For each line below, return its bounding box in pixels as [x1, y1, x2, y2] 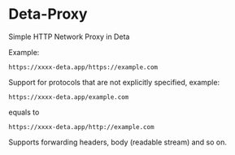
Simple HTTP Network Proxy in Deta [8, 32, 130, 41]
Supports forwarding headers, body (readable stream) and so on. [8, 137, 228, 147]
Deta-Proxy [8, 5, 88, 24]
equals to [8, 107, 40, 117]
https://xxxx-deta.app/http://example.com [8, 123, 154, 131]
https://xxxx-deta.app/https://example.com [8, 62, 159, 71]
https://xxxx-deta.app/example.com [8, 93, 129, 101]
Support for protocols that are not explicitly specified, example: [8, 77, 220, 87]
